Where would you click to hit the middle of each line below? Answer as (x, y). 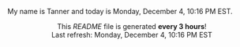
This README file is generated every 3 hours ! (132, 26)
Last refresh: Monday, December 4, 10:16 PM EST (132, 35)
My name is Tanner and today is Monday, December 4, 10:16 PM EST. (120, 11)
